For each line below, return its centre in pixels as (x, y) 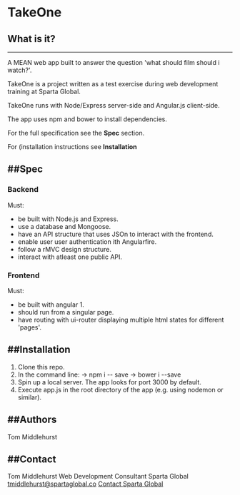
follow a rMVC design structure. (65, 249)
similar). (29, 397)
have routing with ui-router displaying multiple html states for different (121, 320)
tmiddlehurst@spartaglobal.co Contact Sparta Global (85, 484)
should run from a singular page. (66, 312)
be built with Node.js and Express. (68, 219)
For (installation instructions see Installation (72, 147)
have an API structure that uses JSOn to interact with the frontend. (116, 234)
